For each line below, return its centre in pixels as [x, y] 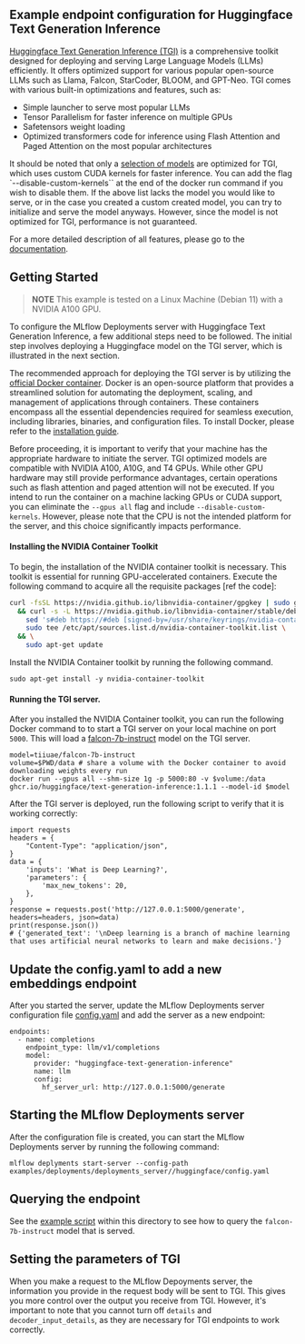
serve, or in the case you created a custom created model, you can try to [146, 202]
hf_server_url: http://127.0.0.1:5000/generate [133, 1088]
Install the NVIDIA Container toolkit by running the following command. [142, 662]
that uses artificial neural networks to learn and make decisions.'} [146, 941]
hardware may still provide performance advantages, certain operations [144, 477]
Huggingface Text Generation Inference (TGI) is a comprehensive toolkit [144, 51]
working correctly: [44, 813]
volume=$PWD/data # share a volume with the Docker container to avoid [148, 763]
